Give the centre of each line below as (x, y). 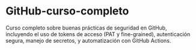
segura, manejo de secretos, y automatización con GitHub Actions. (88, 40)
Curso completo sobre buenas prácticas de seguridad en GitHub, (86, 28)
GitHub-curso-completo (67, 11)
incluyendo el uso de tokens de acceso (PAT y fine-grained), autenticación (98, 34)
